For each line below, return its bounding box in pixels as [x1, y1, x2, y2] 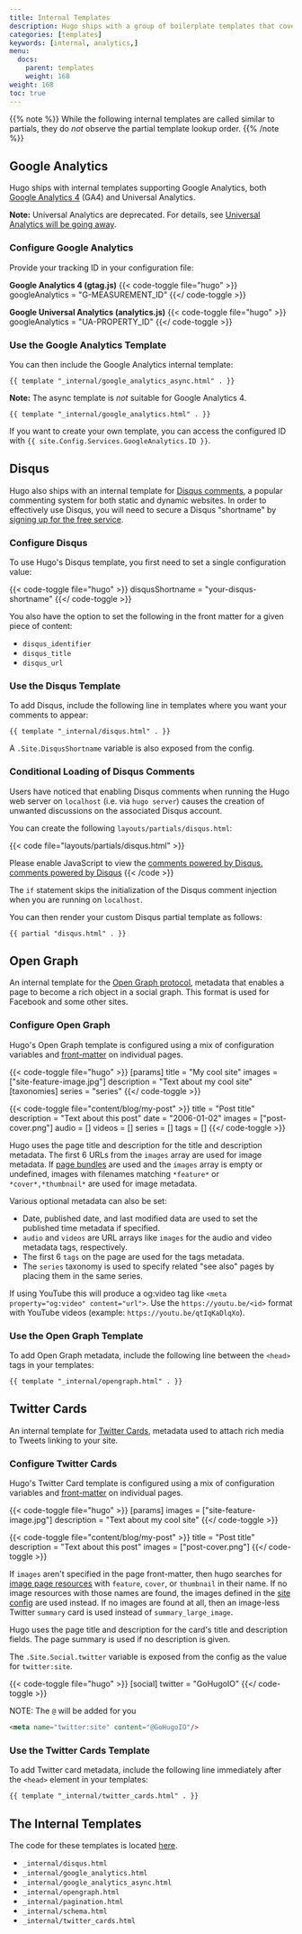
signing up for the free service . [9, 514, 124, 525]
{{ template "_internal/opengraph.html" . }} [9, 1377, 182, 1386]
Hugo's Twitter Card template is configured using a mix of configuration [9, 1478, 276, 1489]
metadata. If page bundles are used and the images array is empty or [9, 1159, 263, 1170]
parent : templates [25, 64, 94, 73]
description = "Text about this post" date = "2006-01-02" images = [9, 1112, 259, 1123]
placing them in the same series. [22, 1270, 144, 1281]
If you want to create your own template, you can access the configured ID [9, 425, 287, 436]
